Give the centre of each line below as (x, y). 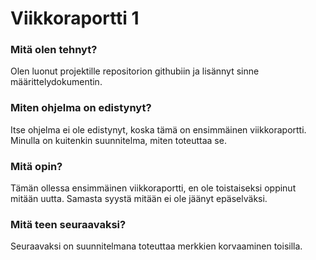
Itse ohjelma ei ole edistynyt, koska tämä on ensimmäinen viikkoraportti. (158, 129)
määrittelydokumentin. (56, 82)
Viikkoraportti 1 (75, 18)
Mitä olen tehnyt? (54, 50)
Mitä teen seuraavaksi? (68, 224)
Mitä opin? (36, 166)
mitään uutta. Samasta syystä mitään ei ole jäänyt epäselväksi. (139, 199)
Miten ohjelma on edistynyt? (81, 108)
